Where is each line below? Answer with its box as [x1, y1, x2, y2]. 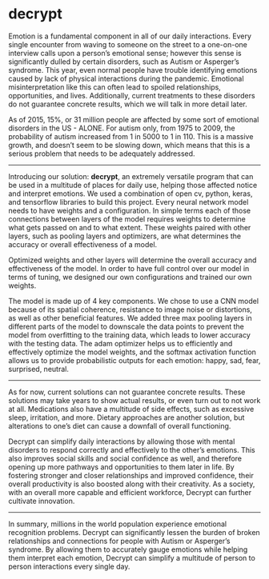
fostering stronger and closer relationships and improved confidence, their [8, 470, 254, 480]
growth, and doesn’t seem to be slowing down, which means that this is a [8, 140, 251, 150]
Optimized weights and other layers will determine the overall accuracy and [8, 255, 257, 265]
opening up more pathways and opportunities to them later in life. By [8, 461, 235, 472]
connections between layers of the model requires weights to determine [8, 214, 246, 224]
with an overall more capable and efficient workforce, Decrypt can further [8, 487, 252, 497]
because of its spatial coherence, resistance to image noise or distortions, [8, 305, 252, 314]
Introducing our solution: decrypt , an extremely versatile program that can [8, 171, 254, 181]
